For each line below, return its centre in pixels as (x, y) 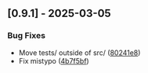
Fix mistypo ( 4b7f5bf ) (54, 61)
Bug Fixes (27, 36)
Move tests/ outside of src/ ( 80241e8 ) (79, 52)
